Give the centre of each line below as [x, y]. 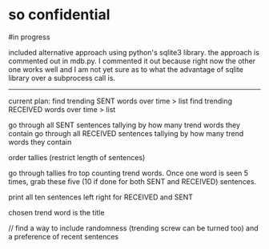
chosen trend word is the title [56, 212]
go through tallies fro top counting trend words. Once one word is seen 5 [128, 173]
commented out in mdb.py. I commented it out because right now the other [132, 61]
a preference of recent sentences [63, 236]
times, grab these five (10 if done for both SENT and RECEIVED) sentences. [132, 181]
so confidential [59, 15]
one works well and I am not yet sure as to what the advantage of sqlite [126, 69]
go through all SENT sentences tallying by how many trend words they [124, 125]
